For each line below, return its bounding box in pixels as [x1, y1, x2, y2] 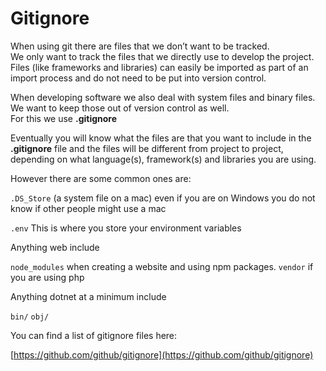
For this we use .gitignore [10, 112, 118, 124]
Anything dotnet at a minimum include [10, 290, 167, 302]
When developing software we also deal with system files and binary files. [10, 91, 316, 103]
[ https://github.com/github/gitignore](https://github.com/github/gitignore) [10, 348, 314, 361]
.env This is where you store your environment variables [10, 222, 242, 234]
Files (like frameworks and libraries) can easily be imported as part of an [10, 61, 309, 73]
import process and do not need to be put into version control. [10, 72, 267, 84]
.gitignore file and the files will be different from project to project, [10, 142, 284, 154]
